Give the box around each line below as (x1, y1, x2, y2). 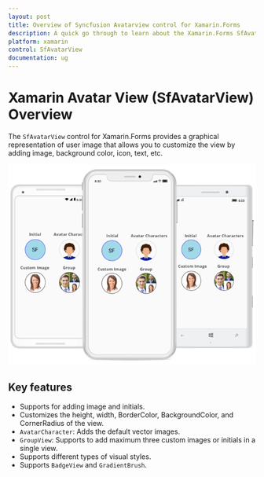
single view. (19, 443, 58, 453)
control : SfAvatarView (8, 46, 82, 54)
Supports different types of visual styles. (19, 452, 152, 461)
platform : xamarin (8, 38, 68, 46)
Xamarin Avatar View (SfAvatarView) (8, 89, 255, 107)
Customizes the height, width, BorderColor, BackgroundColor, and (19, 409, 234, 420)
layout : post (8, 13, 51, 20)
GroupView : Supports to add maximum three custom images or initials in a (19, 435, 256, 444)
